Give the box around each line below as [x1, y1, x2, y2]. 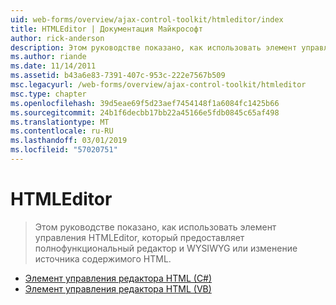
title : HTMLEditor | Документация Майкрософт [10, 24, 203, 34]
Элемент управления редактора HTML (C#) [24, 272, 213, 284]
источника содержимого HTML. [34, 252, 172, 265]
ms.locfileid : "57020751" [10, 145, 118, 155]
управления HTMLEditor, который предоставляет [34, 231, 245, 243]
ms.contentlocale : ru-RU [10, 126, 114, 136]
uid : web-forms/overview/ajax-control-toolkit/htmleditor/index [10, 14, 284, 25]
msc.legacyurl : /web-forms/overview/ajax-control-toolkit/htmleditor [10, 80, 307, 90]
